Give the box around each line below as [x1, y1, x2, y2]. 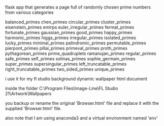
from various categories [5, 9, 54, 15]
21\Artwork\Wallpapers [5, 91, 52, 96]
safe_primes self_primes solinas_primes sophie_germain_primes [5, 56, 135, 61]
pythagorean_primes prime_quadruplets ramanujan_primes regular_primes [5, 50, 157, 56]
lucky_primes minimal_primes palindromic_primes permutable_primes [5, 40, 146, 46]
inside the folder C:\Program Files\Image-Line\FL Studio [5, 85, 118, 91]
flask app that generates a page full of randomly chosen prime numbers [5, 4, 151, 10]
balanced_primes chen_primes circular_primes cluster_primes [5, 19, 131, 25]
